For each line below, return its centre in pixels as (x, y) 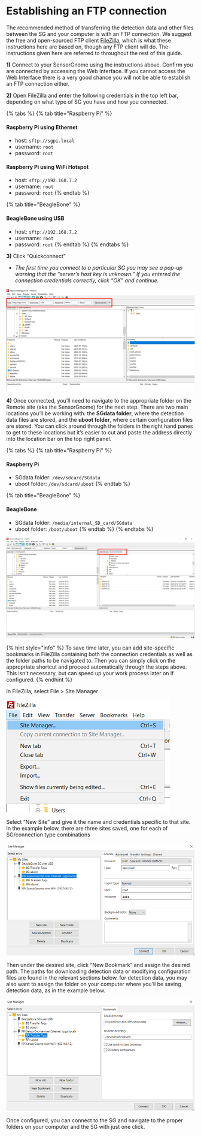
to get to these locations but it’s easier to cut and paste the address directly (99, 433)
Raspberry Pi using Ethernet (42, 127)
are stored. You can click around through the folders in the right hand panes (100, 426)
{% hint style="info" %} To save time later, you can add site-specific (90, 648)
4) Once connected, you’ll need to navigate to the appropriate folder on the (99, 401)
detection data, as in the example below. (56, 990)
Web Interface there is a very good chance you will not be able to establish (98, 77)
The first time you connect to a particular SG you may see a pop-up (99, 267)
